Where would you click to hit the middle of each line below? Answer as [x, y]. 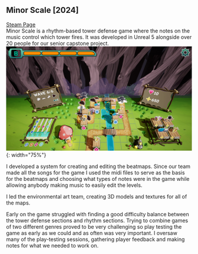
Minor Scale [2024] [42, 10]
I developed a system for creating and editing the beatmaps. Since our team [98, 166]
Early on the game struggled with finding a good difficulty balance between [98, 215]
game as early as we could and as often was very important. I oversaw [92, 233]
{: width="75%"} [26, 155]
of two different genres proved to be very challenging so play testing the [94, 227]
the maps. [18, 203]
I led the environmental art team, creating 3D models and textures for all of [97, 197]
